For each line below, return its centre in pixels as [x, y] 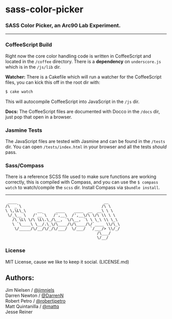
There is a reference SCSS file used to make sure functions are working [81, 177]
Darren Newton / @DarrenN [35, 295]
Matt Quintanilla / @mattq [32, 307]
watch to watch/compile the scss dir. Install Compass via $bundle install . [83, 188]
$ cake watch [19, 92]
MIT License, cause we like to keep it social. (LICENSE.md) [67, 262]
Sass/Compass [25, 165]
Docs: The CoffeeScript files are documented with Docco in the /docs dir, [83, 111]
